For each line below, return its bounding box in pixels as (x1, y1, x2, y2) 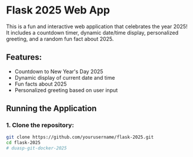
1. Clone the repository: (6, 121, 75, 129)
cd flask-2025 (6, 140, 41, 146)
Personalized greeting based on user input (14, 86, 118, 94)
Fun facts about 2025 (14, 80, 67, 87)
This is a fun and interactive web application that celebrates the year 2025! (6, 23, 188, 30)
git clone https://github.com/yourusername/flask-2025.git (6, 134, 154, 141)
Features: (6, 52, 42, 62)
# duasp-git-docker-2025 (6, 145, 67, 151)
